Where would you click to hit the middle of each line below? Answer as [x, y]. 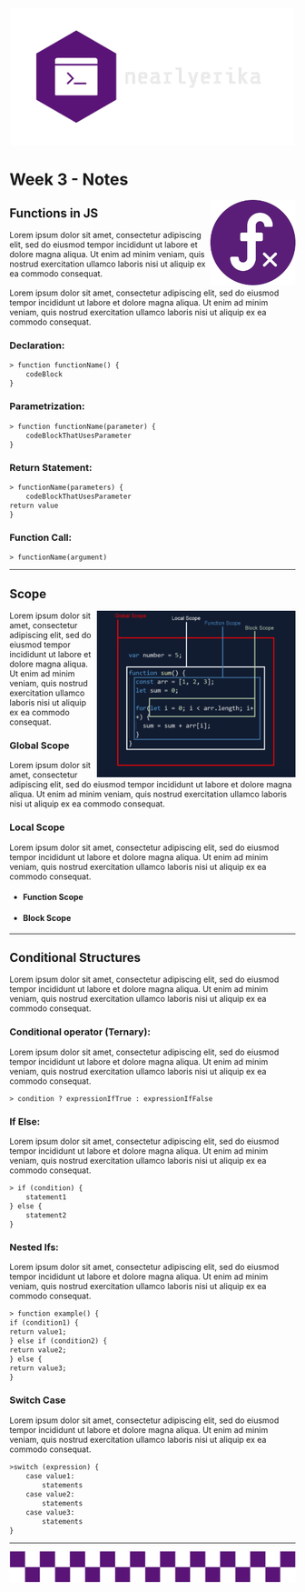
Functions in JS [54, 213]
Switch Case [38, 1400]
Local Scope [37, 827]
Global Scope [39, 746]
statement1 [46, 1197]
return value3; [38, 1368]
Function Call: [41, 537]
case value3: [50, 1512]
